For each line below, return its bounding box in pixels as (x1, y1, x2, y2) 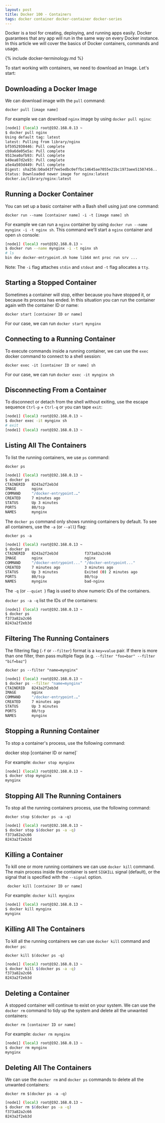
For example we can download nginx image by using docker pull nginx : (5, 116, 152, 122)
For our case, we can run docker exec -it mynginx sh (5, 371, 115, 377)
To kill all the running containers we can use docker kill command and (5, 938, 150, 944)
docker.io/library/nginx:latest (5, 176, 71, 181)
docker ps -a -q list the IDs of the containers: (5, 597, 98, 603)
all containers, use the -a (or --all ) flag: (5, 523, 87, 530)
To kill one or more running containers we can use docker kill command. (5, 864, 155, 869)
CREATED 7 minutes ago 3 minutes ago (5, 565, 113, 570)
